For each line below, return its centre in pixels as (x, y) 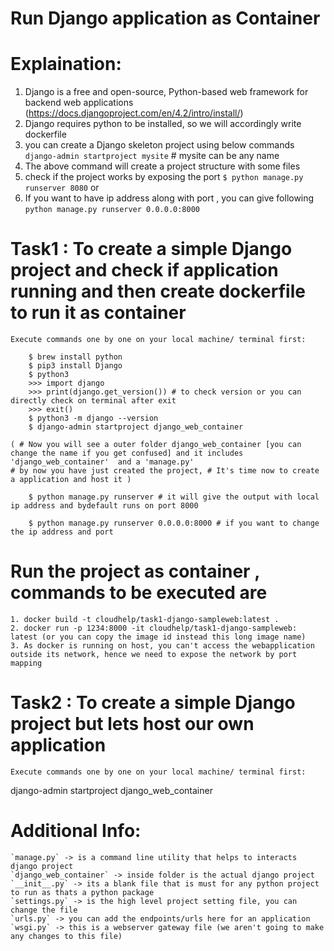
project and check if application (144, 270)
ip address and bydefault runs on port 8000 (104, 506)
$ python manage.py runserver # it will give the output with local (174, 497)
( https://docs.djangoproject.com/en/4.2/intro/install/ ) (134, 113)
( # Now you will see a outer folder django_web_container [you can (156, 445)
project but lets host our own (132, 724)
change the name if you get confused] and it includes (127, 453)
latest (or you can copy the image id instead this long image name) (158, 637)
